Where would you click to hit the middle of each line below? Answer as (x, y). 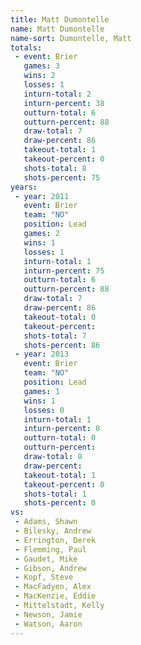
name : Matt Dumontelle (57, 29)
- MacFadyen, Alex (53, 587)
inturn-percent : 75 (64, 271)
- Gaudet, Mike (46, 559)
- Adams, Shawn (46, 522)
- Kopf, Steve (44, 577)
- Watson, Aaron (48, 624)
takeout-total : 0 (60, 317)
